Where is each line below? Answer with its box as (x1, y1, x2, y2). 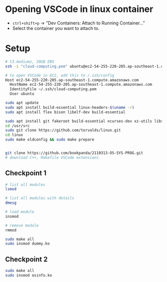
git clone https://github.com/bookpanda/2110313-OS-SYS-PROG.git (5, 150, 143, 155)
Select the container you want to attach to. (12, 25, 100, 31)
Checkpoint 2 (5, 255, 48, 264)
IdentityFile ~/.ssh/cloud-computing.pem (9, 87, 97, 92)
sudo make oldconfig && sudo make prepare (5, 137, 94, 142)
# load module (5, 209, 35, 215)
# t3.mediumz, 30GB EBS (5, 59, 55, 64)
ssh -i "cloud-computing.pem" (5, 64, 68, 69)
